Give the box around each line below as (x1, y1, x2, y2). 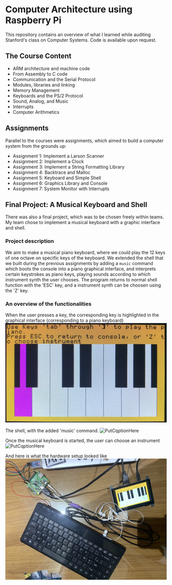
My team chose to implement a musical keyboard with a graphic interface (5, 219, 160, 226)
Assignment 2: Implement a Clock (12, 158, 84, 165)
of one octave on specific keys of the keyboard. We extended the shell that (5, 255, 164, 261)
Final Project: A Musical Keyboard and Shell (5, 200, 147, 209)
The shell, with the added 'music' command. (5, 427, 99, 434)
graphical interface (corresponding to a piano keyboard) (5, 317, 124, 324)
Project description (5, 237, 54, 245)
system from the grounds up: (5, 143, 67, 149)
